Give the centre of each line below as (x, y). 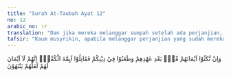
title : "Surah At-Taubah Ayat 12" (57, 13)
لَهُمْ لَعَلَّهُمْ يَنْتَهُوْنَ (28, 66)
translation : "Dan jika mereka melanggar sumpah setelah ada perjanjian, (115, 33)
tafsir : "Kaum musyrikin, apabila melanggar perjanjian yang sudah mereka (117, 39)
